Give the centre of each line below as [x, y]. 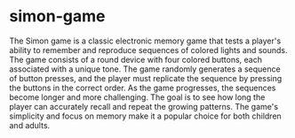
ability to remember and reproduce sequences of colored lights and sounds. [148, 50]
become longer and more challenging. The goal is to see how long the [137, 97]
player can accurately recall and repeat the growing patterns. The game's [144, 106]
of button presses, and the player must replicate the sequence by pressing [146, 78]
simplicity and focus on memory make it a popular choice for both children [145, 116]
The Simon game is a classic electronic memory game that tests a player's [145, 41]
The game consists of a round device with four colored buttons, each [136, 59]
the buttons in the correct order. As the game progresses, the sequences [143, 88]
